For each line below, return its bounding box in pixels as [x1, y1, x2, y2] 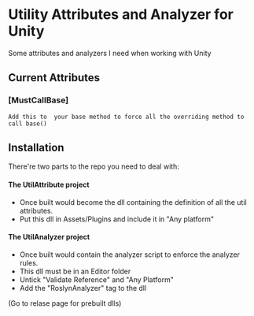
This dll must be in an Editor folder [19, 266, 131, 276]
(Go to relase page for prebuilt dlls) [8, 298, 122, 308]
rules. [19, 258, 39, 267]
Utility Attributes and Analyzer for [8, 6, 234, 24]
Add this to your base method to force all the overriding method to [8, 113, 245, 121]
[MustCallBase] [8, 95, 69, 106]
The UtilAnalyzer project [8, 232, 90, 242]
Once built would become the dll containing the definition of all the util [19, 197, 247, 206]
